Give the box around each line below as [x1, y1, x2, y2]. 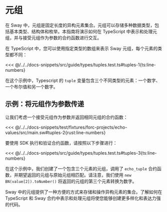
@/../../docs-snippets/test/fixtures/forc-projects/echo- [14, 124, 127, 130]
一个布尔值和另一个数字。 [5, 83, 58, 89]
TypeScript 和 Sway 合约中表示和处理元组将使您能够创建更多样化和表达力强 [5, 195, 161, 201]
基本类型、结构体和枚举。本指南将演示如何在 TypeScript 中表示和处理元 [9, 28, 157, 34]
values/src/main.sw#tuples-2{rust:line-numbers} [5, 129, 106, 136]
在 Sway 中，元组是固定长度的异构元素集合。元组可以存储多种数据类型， [5, 22, 155, 28]
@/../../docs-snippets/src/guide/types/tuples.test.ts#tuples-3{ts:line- [14, 150, 157, 156]
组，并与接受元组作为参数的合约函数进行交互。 [5, 35, 101, 41]
